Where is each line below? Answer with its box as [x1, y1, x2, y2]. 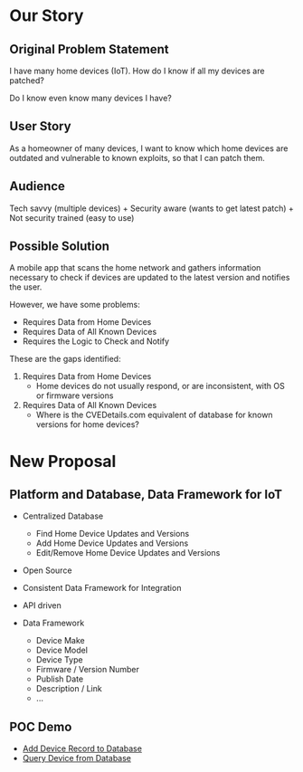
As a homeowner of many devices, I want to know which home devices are [9, 142, 289, 154]
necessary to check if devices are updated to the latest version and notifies [9, 272, 290, 283]
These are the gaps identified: [9, 354, 121, 365]
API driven [22, 600, 62, 611]
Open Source [22, 565, 72, 576]
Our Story [9, 5, 84, 26]
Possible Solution [9, 239, 110, 254]
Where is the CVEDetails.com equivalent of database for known [35, 409, 273, 421]
